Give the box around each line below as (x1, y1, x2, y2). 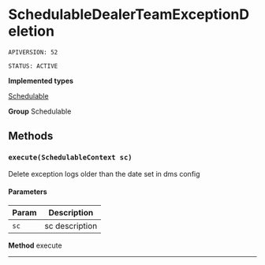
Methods (8, 129, 54, 143)
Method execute (8, 241, 62, 250)
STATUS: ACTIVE (8, 62, 58, 70)
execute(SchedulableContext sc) (8, 153, 132, 162)
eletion (8, 22, 55, 40)
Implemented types (8, 76, 73, 85)
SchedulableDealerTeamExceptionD (8, 6, 250, 24)
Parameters (8, 187, 47, 196)
